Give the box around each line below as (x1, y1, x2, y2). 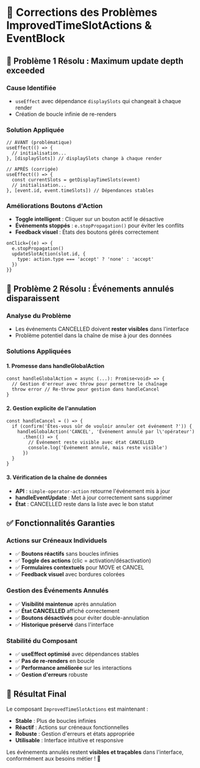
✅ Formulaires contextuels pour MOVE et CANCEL (15, 564, 145, 571)
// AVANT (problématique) (6, 140, 72, 146)
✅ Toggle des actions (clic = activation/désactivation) (15, 557, 151, 564)
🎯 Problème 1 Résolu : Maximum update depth (6, 56, 184, 66)
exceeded (6, 65, 45, 76)
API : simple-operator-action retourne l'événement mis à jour (15, 487, 171, 494)
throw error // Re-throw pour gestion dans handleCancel (12, 386, 160, 393)
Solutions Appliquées (6, 347, 71, 356)
